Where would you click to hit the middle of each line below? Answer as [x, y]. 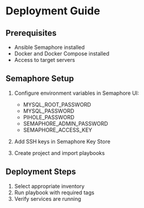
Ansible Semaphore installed [49, 47]
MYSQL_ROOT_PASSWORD [57, 104]
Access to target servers [45, 60]
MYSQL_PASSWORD [49, 111]
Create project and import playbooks [59, 153]
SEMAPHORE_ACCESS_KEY [58, 130]
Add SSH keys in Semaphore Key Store [62, 141]
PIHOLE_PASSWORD [49, 117]
